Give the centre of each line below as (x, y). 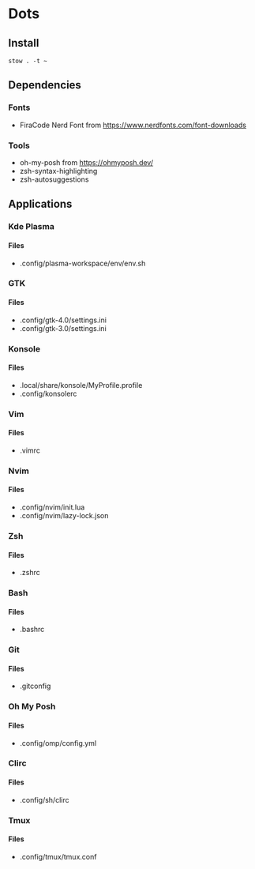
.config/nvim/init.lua (52, 507)
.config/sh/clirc (44, 799)
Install (24, 43)
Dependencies (45, 85)
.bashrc (32, 630)
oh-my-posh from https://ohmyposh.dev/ (86, 162)
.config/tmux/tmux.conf (58, 856)
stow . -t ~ (28, 61)
